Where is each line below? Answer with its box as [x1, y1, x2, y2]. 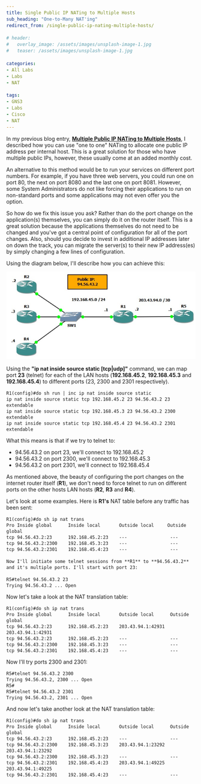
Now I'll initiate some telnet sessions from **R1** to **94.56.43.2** [6, 559, 189, 565]
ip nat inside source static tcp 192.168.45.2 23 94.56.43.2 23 [6, 396, 170, 403]
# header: [6, 35, 31, 42]
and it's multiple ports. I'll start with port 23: [6, 565, 138, 571]
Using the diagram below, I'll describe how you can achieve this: [6, 260, 165, 267]
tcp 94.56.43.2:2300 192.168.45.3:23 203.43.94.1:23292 [6, 742, 165, 748]
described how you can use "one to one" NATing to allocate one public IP [6, 142, 188, 149]
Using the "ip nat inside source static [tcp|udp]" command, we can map [6, 365, 188, 373]
